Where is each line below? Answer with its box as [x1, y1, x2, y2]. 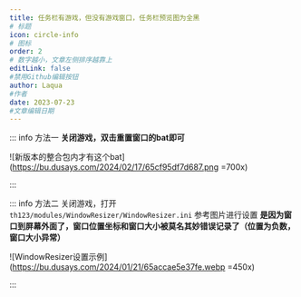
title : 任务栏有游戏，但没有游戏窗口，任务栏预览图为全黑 [9, 13, 200, 23]
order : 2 [9, 47, 43, 56]
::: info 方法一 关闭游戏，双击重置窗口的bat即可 [9, 133, 185, 144]
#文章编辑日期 [9, 106, 54, 115]
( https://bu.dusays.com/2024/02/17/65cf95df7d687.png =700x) [9, 162, 248, 173]
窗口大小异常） [9, 233, 65, 243]
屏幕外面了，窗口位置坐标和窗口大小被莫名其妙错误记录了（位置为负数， [24, 221, 296, 232]
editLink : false [9, 64, 71, 74]
